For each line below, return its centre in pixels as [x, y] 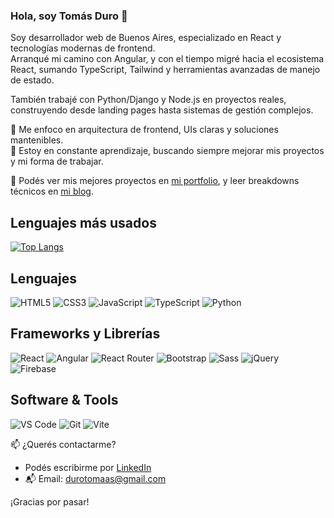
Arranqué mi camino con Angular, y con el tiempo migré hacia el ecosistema [167, 59]
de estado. [32, 80]
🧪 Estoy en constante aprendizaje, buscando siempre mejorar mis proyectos [167, 151]
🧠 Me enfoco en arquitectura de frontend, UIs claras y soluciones [144, 130]
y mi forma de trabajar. [57, 161]
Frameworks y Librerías [85, 334]
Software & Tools [64, 400]
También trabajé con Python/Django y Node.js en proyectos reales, [148, 100]
